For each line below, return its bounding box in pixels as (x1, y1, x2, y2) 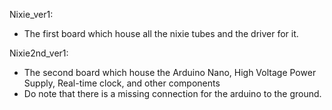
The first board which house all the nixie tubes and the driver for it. (23, 28, 299, 39)
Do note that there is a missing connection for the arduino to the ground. (23, 88, 322, 99)
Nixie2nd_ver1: (9, 47, 69, 59)
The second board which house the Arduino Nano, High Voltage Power (23, 67, 317, 78)
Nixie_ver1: (9, 9, 54, 20)
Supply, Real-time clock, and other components (23, 77, 221, 89)
